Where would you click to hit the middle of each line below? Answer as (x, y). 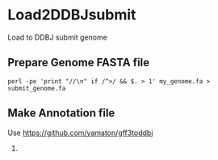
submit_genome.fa (37, 88)
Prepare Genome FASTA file (79, 63)
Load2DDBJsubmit (72, 15)
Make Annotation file (61, 114)
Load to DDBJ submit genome (58, 37)
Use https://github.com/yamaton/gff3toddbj (80, 133)
